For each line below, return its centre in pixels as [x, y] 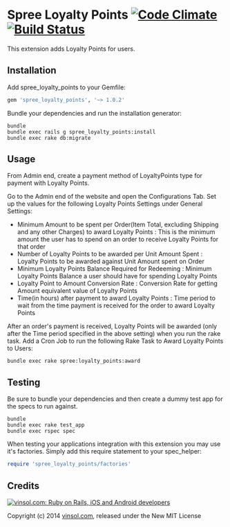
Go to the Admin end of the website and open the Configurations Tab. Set [112, 197]
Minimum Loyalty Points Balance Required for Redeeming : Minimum [114, 269]
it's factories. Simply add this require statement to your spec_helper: [104, 452]
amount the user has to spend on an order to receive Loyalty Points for [118, 240]
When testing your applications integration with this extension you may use [114, 444]
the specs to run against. [42, 407]
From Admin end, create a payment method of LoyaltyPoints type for [105, 176]
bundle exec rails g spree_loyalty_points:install [82, 132]
